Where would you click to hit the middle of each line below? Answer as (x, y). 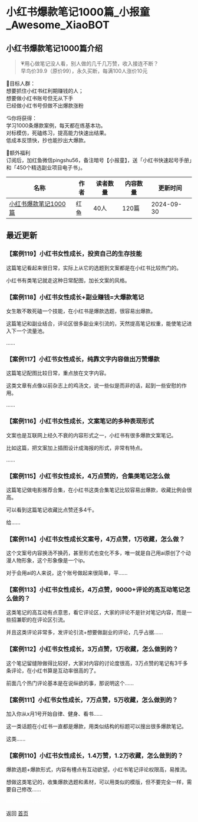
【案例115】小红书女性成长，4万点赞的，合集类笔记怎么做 (88, 476)
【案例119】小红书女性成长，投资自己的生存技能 (74, 254)
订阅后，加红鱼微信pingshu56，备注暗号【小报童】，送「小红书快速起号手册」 (99, 160)
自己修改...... (26, 790)
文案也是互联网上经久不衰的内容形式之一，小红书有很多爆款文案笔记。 (91, 435)
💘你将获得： (22, 118)
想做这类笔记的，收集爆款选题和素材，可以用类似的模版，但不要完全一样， (96, 782)
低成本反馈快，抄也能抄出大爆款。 (47, 140)
